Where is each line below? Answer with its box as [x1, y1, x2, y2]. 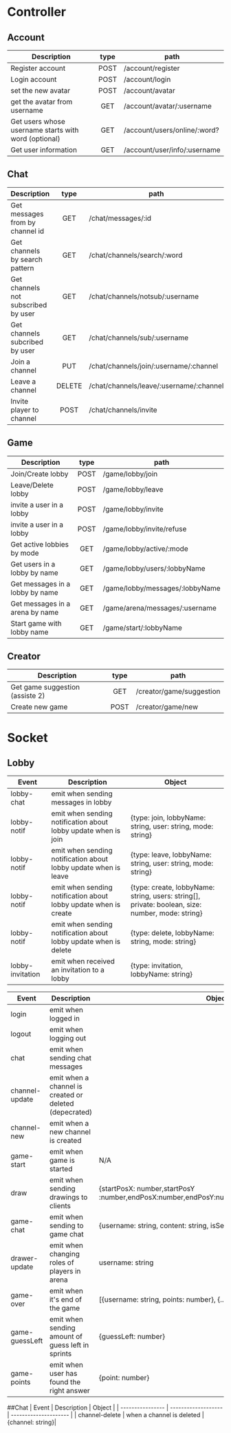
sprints [49, 1349, 72, 1359]
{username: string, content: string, [98, 1221, 209, 1231]
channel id [10, 226, 45, 236]
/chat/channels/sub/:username [89, 333, 189, 342]
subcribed [10, 337, 43, 347]
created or [49, 1091, 83, 1100]
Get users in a [10, 559, 56, 569]
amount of [49, 1332, 83, 1342]
